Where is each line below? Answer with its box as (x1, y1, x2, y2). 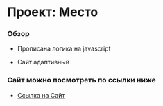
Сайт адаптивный (17, 58, 69, 67)
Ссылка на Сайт (17, 91, 65, 99)
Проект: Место (7, 4, 98, 20)
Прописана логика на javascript (17, 44, 111, 53)
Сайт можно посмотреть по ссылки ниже (7, 76, 156, 85)
